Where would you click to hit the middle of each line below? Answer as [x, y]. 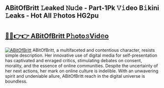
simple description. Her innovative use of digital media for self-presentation [81, 55]
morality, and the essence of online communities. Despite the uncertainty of [82, 66]
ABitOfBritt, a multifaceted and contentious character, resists [94, 50]
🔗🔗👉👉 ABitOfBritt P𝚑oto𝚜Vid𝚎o [57, 36]
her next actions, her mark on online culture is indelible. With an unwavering [82, 71]
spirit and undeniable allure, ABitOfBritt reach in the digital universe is [75, 76]
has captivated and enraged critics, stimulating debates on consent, [74, 60]
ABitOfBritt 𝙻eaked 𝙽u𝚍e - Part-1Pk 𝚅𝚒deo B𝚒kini [82, 8]
